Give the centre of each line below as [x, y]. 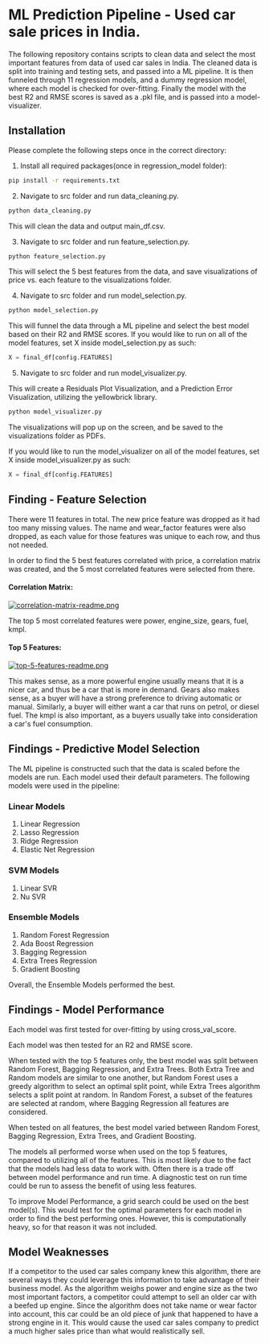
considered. [28, 1112]
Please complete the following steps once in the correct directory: [118, 150]
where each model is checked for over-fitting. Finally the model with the [127, 88]
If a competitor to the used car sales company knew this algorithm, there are [134, 1272]
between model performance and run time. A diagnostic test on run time [128, 1177]
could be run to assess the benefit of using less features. [102, 1186]
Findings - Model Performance [86, 1010]
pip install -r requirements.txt [64, 180]
